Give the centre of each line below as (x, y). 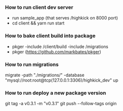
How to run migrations (32, 64)
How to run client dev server (39, 7)
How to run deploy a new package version (55, 93)
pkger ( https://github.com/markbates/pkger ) (56, 52)
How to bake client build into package (50, 36)
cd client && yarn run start (38, 23)
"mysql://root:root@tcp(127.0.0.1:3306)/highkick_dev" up (61, 80)
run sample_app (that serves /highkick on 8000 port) (65, 18)
